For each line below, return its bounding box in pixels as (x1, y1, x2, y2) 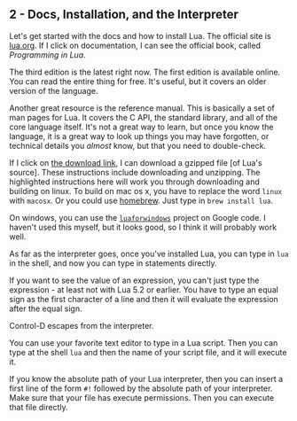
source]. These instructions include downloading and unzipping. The (9, 167, 261, 177)
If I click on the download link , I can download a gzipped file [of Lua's (9, 157, 263, 168)
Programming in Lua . (9, 49, 86, 60)
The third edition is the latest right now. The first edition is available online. (9, 66, 281, 77)
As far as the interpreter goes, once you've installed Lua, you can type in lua (9, 248, 289, 259)
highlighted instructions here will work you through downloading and (9, 176, 260, 187)
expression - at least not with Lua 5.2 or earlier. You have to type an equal (9, 284, 279, 295)
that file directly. (9, 402, 68, 412)
